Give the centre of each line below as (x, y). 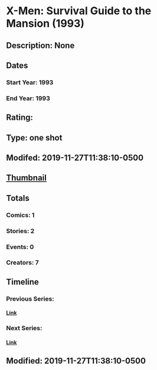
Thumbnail (27, 178)
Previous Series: (30, 299)
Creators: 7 (23, 263)
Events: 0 (20, 247)
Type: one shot (34, 138)
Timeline (23, 282)
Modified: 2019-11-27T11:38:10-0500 (76, 361)
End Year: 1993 (28, 98)
